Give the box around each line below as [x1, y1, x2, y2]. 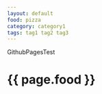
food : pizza [7, 16, 41, 23]
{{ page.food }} [7, 72, 96, 88]
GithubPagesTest [7, 48, 55, 56]
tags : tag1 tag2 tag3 [7, 29, 69, 36]
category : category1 [7, 23, 66, 30]
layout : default [7, 10, 53, 17]
